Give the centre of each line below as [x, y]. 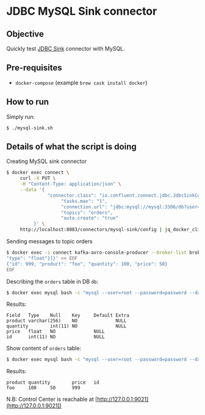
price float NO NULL [56, 332]
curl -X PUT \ [38, 178]
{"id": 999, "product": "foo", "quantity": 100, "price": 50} [87, 264]
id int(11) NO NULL [56, 337]
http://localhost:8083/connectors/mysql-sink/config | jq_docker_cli [110, 230]
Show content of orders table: [44, 348]
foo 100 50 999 [43, 388]
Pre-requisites [34, 68]
